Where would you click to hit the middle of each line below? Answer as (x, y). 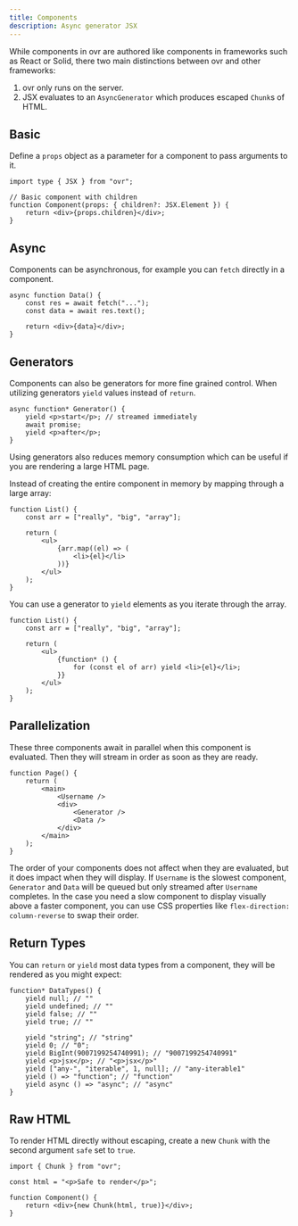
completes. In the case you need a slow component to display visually (138, 896)
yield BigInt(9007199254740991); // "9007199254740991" (132, 1053)
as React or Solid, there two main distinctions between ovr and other (135, 61)
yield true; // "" (59, 1022)
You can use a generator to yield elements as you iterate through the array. (148, 604)
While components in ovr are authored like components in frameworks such (149, 51)
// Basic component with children (74, 197)
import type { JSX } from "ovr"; (71, 182)
